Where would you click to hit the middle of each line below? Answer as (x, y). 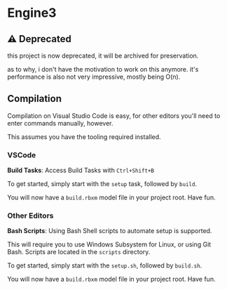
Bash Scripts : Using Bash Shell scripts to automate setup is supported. (110, 231)
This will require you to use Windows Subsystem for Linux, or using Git (109, 244)
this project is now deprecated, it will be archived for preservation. (103, 55)
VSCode (22, 154)
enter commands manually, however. (60, 123)
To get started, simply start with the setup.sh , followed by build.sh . (105, 265)
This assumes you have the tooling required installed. (84, 137)
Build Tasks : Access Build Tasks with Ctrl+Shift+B (81, 171)
